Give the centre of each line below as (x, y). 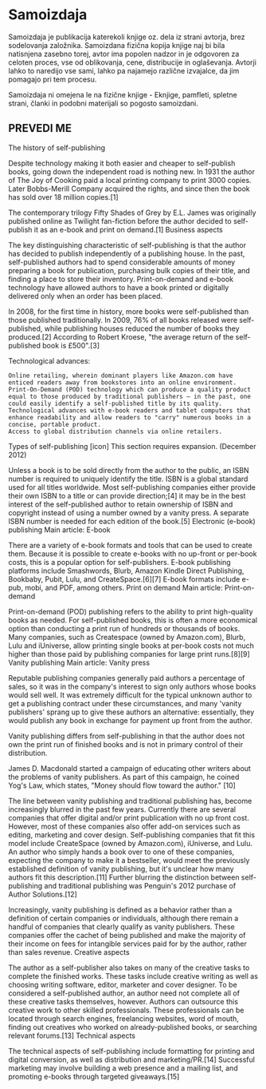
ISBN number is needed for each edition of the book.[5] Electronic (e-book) (132, 521)
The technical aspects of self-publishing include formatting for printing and (131, 1051)
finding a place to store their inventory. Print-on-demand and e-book (121, 279)
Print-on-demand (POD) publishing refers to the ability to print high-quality (131, 611)
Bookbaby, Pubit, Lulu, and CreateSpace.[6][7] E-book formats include (124, 579)
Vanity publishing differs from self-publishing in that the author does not (127, 736)
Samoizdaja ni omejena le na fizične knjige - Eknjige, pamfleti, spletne (123, 94)
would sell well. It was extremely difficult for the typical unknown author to (130, 695)
